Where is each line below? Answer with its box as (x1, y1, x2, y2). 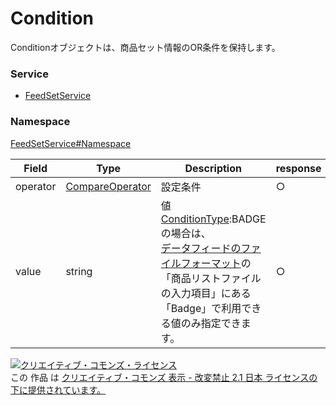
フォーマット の (180, 256, 252, 270)
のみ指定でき (180, 316, 242, 330)
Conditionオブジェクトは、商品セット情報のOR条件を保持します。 (10, 41, 281, 53)
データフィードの (160, 241, 242, 255)
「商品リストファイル (160, 271, 262, 285)
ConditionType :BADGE (160, 212, 267, 226)
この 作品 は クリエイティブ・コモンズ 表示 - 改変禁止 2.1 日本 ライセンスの (10, 371, 318, 383)
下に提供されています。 (10, 383, 107, 396)
